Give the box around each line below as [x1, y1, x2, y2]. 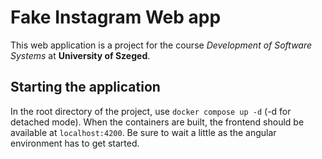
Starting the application [10, 79, 161, 96]
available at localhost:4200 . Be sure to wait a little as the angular [10, 126, 277, 138]
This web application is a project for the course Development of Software [10, 39, 313, 51]
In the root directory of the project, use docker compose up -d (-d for [10, 105, 292, 117]
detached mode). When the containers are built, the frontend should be [10, 116, 305, 128]
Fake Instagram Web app [10, 6, 222, 29]
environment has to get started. [10, 137, 140, 149]
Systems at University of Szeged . [10, 49, 151, 61]
